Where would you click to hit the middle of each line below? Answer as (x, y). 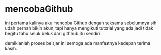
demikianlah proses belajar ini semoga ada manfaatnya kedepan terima (78, 43)
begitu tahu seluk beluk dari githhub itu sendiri (53, 33)
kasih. (11, 48)
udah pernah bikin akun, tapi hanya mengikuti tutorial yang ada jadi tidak (79, 28)
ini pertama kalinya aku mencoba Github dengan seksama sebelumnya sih (81, 23)
